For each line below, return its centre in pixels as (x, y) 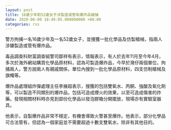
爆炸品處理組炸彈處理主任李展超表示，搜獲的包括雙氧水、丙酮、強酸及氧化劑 (85, 86)
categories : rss (22, 24)
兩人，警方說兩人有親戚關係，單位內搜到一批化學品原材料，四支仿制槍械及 (88, 69)
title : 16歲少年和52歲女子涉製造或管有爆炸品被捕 (52, 15)
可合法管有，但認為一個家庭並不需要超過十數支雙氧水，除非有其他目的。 (81, 122)
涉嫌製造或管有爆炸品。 (30, 46)
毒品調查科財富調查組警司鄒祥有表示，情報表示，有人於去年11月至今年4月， (84, 56)
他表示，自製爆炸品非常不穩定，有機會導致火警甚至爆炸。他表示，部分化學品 (85, 116)
